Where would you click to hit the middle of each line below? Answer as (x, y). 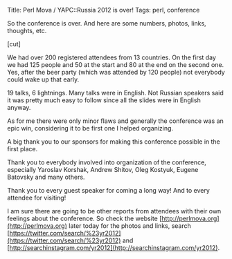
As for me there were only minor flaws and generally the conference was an (115, 121)
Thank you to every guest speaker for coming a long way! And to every (108, 190)
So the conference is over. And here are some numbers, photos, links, (107, 23)
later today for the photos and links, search (130, 226)
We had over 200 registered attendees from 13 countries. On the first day (112, 57)
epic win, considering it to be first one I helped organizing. (90, 128)
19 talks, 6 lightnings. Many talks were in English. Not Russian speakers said (115, 93)
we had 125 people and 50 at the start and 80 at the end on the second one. (116, 65)
